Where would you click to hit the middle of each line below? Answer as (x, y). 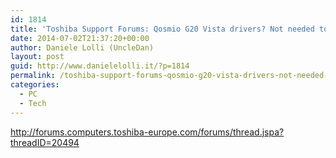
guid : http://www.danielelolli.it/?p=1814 (100, 66)
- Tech (33, 103)
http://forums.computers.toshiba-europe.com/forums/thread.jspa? (147, 132)
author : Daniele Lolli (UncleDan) (82, 47)
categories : (35, 85)
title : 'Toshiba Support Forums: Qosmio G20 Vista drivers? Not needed (162, 29)
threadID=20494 (45, 142)
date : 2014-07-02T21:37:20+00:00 (80, 38)
